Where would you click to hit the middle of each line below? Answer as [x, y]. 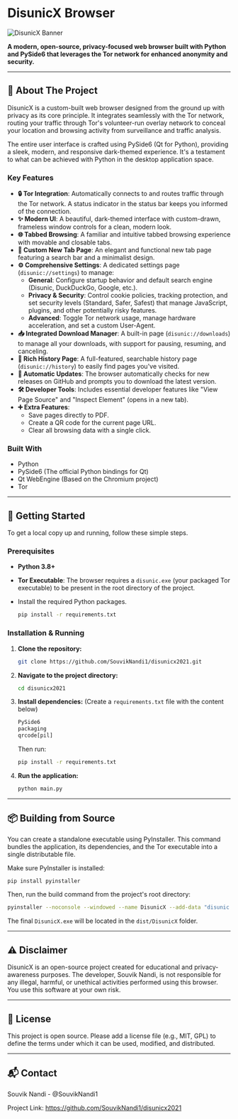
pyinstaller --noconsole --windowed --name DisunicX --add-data [104, 907]
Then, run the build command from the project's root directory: [99, 894]
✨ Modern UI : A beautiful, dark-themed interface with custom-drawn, [119, 219]
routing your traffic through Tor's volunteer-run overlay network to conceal [117, 123]
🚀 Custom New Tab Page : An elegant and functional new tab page [114, 250]
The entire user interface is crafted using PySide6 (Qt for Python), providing [118, 144]
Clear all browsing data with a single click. [89, 431]
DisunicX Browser [61, 13]
